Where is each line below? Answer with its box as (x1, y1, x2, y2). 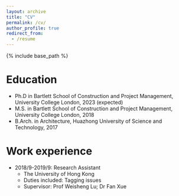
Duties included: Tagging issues (23, 177, 102, 184)
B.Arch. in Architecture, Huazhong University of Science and (14, 117, 162, 125)
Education (6, 73, 57, 86)
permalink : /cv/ (6, 19, 46, 25)
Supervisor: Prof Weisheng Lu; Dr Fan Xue (23, 182, 127, 190)
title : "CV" (6, 14, 35, 20)
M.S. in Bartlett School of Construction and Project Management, (14, 104, 173, 112)
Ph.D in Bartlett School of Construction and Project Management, (14, 92, 174, 99)
